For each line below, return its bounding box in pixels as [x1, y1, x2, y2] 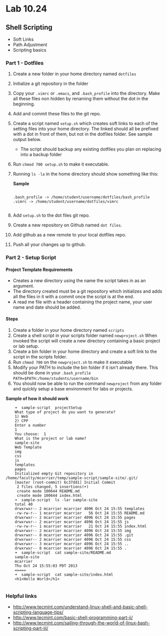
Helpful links [5, 592, 37, 599]
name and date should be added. [12, 304, 81, 310]
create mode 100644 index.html [16, 493, 82, 498]
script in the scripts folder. [12, 353, 67, 359]
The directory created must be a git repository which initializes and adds [12, 288, 162, 294]
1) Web [14, 414, 28, 419]
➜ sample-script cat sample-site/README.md [14, 550, 111, 555]
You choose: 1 [14, 431, 46, 437]
